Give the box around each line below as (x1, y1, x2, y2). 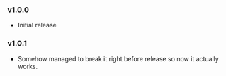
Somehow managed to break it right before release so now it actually (17, 54, 220, 63)
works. (17, 62, 38, 70)
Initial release (17, 21, 57, 30)
